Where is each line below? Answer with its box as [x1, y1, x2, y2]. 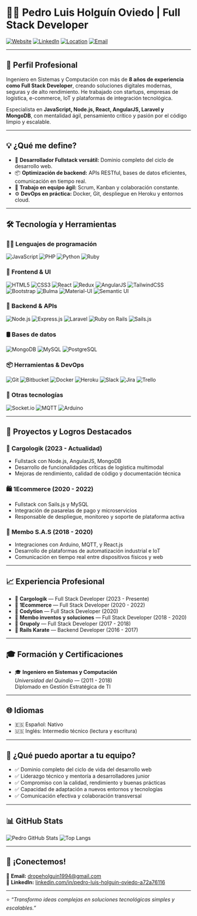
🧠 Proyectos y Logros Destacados [6, 427, 132, 437]
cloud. [14, 196, 30, 203]
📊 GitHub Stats [6, 816, 63, 826]
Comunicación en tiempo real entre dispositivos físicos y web [14, 554, 164, 561]
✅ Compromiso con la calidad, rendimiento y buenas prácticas [14, 779, 166, 786]
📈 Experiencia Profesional [6, 577, 105, 587]
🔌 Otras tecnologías [6, 391, 63, 399]
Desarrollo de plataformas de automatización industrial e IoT [14, 547, 161, 554]
